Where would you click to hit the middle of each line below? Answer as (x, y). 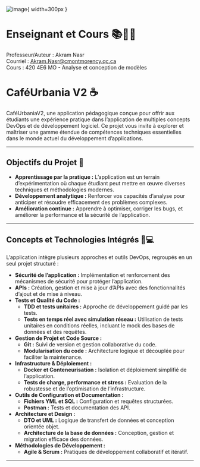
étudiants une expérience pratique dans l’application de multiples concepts (98, 119)
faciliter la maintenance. (53, 357)
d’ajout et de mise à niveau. (48, 294)
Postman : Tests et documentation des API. (77, 408)
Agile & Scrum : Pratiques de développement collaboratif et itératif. (106, 452)
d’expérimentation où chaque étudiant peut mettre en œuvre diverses (100, 183)
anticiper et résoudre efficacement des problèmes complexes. (91, 202)
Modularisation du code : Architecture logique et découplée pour (104, 351)
